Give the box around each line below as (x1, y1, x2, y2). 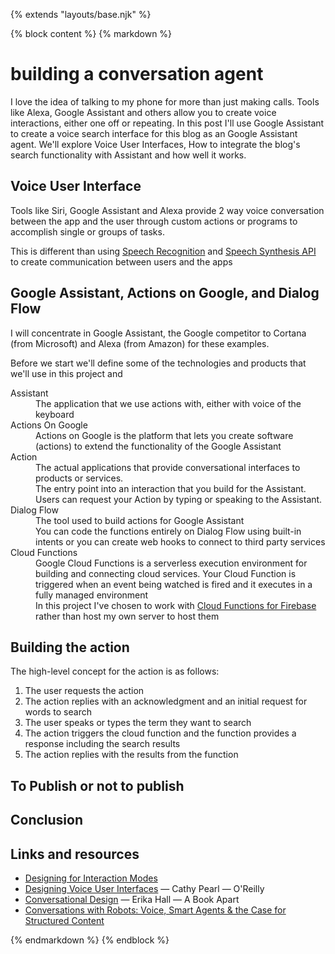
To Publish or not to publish (10, 777, 185, 794)
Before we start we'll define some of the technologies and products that (10, 357, 307, 369)
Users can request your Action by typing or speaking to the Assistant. (35, 493, 323, 505)
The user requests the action (24, 685, 145, 697)
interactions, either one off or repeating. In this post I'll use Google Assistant (10, 117, 325, 129)
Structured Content (24, 914, 105, 926)
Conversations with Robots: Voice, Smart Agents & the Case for (24, 904, 287, 916)
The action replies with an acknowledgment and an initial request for (24, 695, 308, 708)
